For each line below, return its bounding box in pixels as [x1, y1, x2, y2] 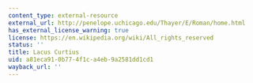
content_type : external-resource [8, 11, 119, 20]
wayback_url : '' [8, 63, 62, 71]
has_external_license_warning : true [8, 26, 129, 34]
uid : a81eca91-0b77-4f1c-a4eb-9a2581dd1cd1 [8, 56, 154, 64]
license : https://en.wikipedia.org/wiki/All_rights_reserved [8, 33, 214, 42]
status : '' [8, 41, 44, 49]
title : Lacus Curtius [8, 48, 80, 56]
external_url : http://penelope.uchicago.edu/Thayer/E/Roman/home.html [8, 19, 246, 27]
